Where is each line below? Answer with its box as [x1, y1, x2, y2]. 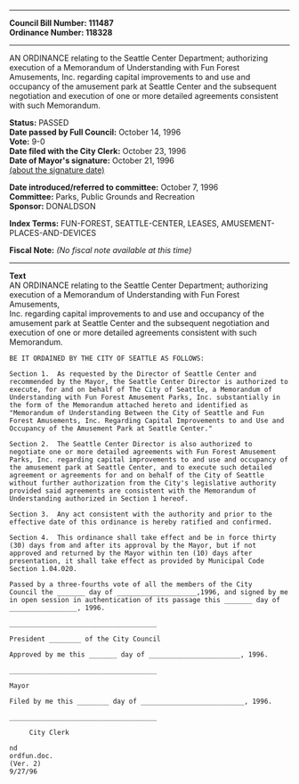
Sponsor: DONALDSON [9, 201, 96, 211]
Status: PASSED [9, 118, 69, 127]
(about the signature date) [9, 165, 105, 175]
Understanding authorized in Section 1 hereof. [9, 494, 190, 503]
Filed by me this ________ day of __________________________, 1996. [9, 697, 273, 706]
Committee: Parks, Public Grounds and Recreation [9, 192, 196, 201]
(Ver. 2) [9, 759, 42, 768]
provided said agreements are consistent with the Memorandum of [9, 486, 256, 495]
